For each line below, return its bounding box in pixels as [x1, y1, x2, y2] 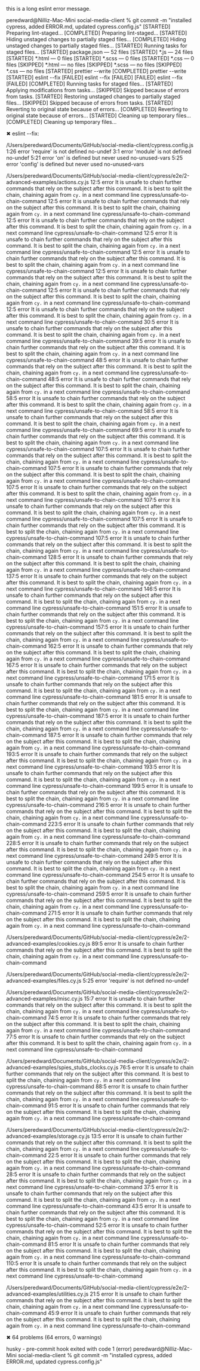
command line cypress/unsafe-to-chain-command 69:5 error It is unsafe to [6, 426, 191, 433]
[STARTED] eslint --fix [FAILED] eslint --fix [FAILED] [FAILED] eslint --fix [6, 74, 183, 81]
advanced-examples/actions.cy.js [6, 179, 90, 185]
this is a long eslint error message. [6, 5, 91, 12]
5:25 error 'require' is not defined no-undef [82, 977, 189, 984]
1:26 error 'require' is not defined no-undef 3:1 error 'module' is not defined [6, 148, 192, 155]
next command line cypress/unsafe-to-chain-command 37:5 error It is [6, 1184, 179, 1190]
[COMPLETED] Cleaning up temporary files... [6, 118, 117, 125]
